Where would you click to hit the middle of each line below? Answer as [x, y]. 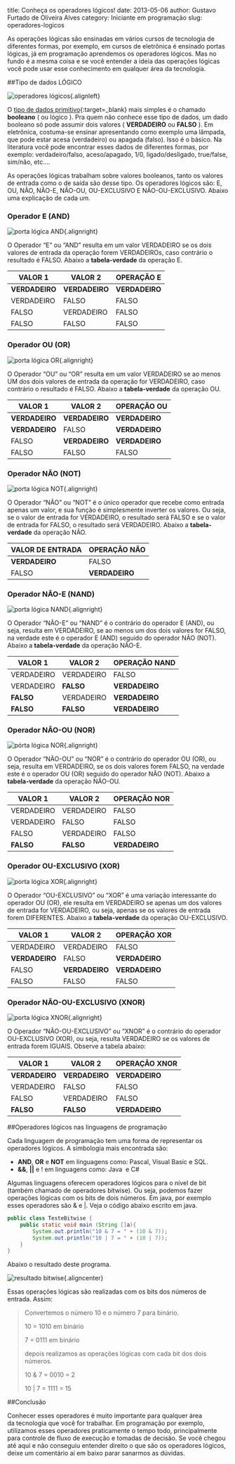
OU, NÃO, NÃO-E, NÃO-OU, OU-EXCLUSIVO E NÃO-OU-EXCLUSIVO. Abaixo [118, 190]
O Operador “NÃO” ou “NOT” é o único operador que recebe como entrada [116, 502]
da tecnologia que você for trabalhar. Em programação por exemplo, [106, 1423]
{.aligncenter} [84, 1278]
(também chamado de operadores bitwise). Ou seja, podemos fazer [105, 1191]
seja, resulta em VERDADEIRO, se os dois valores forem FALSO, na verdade [116, 766]
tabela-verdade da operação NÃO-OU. [64, 781]
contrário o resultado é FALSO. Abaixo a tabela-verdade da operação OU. [114, 389]
